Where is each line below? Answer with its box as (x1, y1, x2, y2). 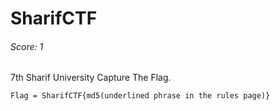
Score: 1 (10, 40, 44, 52)
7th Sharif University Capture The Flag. (10, 72, 172, 84)
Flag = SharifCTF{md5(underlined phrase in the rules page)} (10, 91, 271, 101)
